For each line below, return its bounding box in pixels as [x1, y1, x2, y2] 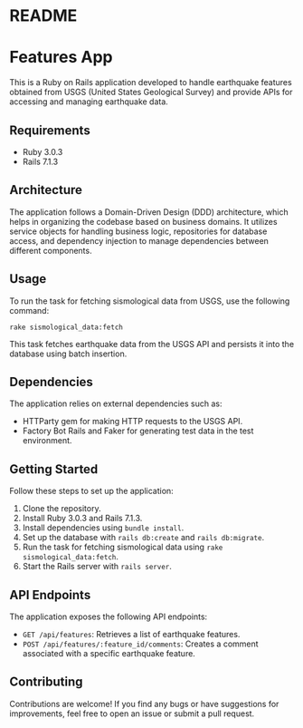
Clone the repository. [22, 503, 101, 514]
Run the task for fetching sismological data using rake [22, 541, 223, 553]
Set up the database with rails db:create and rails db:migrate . [22, 532, 265, 543]
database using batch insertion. [9, 348, 128, 359]
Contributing [9, 675, 83, 690]
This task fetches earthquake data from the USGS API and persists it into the [9, 338, 295, 349]
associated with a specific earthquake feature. [22, 648, 196, 658]
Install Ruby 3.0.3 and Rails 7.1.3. [22, 513, 143, 524]
